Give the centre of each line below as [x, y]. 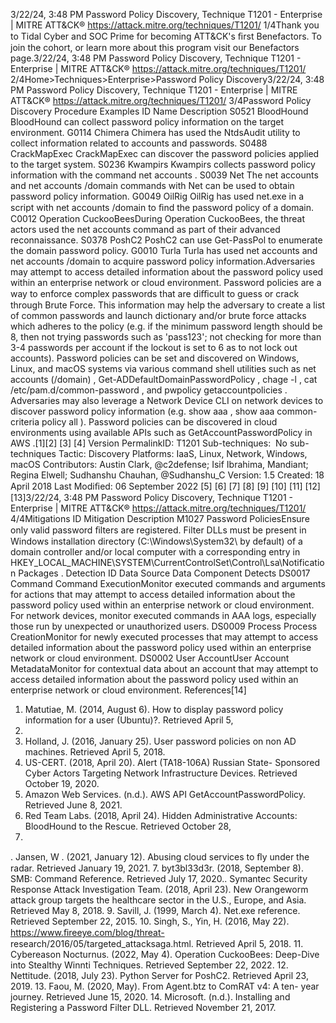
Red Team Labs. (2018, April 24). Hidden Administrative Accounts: [161, 815]
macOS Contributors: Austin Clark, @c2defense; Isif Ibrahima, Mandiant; [159, 464]
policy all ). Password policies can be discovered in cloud [159, 422]
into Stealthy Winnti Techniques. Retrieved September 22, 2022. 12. [149, 965]
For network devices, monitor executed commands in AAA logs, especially [163, 615]
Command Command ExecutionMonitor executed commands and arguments [168, 583]
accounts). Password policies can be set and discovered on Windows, [155, 358]
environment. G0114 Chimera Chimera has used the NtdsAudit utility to [155, 132]
